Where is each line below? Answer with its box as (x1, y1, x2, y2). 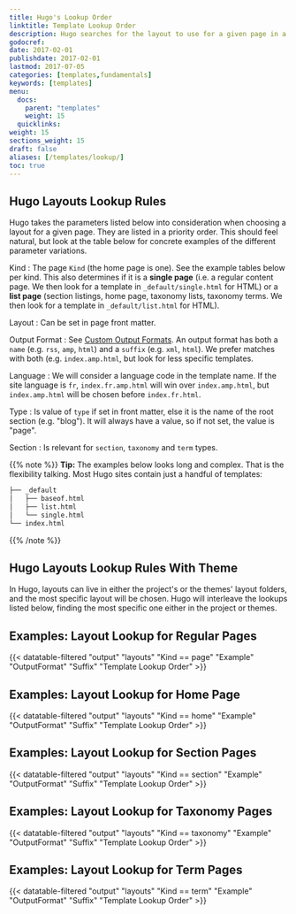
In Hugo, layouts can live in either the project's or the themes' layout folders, (9, 584, 287, 595)
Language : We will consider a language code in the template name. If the (9, 371, 277, 381)
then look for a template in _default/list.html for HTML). (9, 300, 220, 311)
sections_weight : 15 (9, 136, 86, 145)
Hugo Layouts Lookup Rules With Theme (9, 560, 239, 575)
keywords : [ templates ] (9, 79, 93, 88)
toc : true (9, 161, 46, 170)
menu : (9, 87, 29, 96)
